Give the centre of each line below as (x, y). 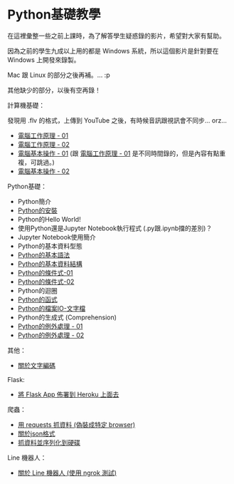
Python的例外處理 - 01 (50, 326)
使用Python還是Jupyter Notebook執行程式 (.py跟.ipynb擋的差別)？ (115, 228)
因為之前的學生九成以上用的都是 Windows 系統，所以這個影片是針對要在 (113, 51)
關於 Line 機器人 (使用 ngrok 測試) (67, 473)
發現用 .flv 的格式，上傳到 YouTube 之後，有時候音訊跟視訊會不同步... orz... (117, 120)
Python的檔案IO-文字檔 (52, 308)
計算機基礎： (26, 105)
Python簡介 (34, 201)
